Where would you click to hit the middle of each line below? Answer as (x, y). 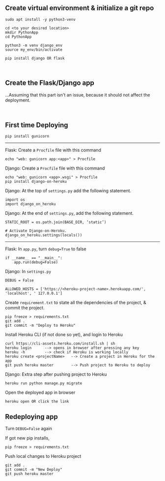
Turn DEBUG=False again (29, 429)
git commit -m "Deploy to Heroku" (41, 326)
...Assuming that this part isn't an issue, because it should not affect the (78, 95)
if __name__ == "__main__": (34, 258)
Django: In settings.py (28, 272)
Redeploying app (31, 417)
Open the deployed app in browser (40, 393)
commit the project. (25, 308)
